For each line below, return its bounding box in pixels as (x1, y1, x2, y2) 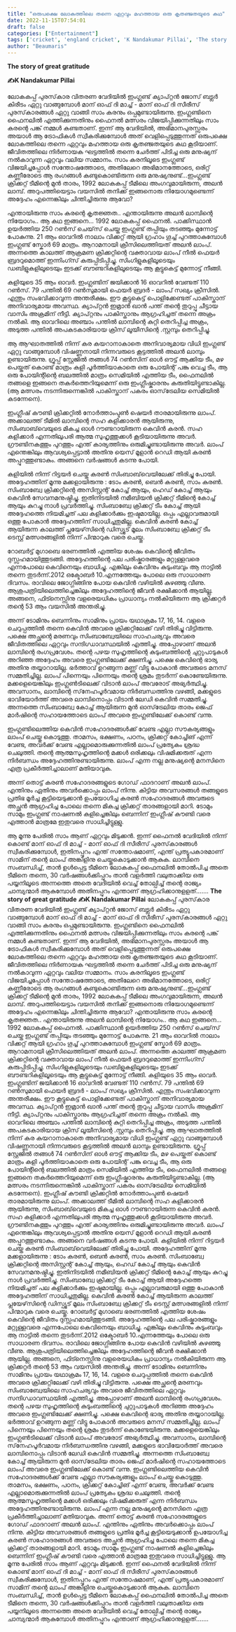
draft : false (7, 23, 46, 30)
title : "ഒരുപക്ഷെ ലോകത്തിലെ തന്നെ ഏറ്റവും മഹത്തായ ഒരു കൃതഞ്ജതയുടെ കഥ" (7, 10, 225, 18)
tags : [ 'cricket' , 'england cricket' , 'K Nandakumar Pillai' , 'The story (7, 36, 228, 43)
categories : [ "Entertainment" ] (7, 29, 99, 37)
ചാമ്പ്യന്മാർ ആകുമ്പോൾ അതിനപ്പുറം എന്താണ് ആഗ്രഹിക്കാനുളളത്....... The (7, 887, 222, 895)
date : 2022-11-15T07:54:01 (7, 17, 86, 24)
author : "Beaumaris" (7, 43, 68, 50)
